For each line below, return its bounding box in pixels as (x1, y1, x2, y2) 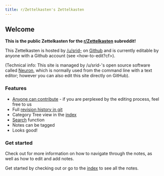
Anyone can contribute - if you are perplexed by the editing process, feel (12, 96, 160, 102)
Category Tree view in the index (12, 111, 77, 117)
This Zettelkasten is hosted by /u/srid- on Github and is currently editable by (5, 47, 159, 54)
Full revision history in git (12, 106, 63, 112)
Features (5, 85, 27, 92)
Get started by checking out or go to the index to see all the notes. (5, 165, 139, 171)
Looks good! (12, 127, 38, 133)
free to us (12, 101, 32, 107)
